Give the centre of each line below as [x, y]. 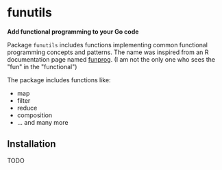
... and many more [42, 122]
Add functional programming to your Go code [73, 32]
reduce [27, 108]
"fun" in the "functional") [42, 66]
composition [35, 115]
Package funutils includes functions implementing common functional [107, 45]
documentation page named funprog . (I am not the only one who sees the [111, 59]
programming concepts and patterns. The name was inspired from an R [108, 52]
